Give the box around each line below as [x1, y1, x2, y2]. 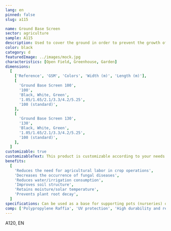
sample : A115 [5, 36, 33, 41]
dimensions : [5, 64, 31, 69]
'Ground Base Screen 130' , [18, 116, 76, 121]
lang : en [5, 7, 24, 13]
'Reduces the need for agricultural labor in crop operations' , [14, 168, 154, 173]
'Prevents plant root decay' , [14, 192, 79, 197]
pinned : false [5, 12, 36, 17]
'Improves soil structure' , [14, 182, 74, 187]
